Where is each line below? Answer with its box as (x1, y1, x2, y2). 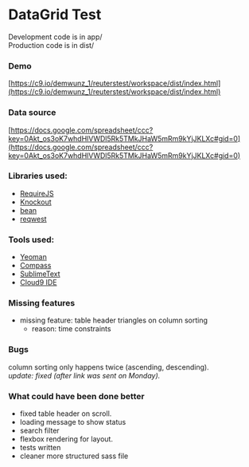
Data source (8, 107, 56, 118)
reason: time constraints (31, 324, 111, 334)
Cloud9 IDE (19, 278, 57, 287)
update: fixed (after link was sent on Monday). (8, 370, 161, 380)
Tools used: (8, 234, 55, 245)
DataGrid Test (8, 6, 102, 24)
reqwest (19, 214, 47, 224)
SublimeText (19, 269, 61, 279)
